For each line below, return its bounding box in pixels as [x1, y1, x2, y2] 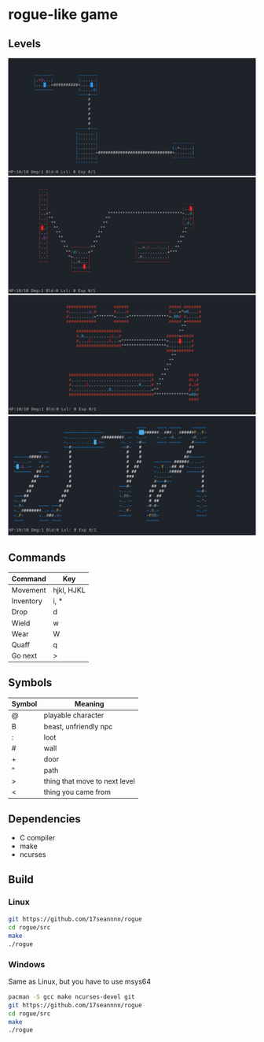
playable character [43, 710, 104, 720]
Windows [8, 959, 46, 970]
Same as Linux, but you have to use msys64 [8, 977, 152, 986]
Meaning [74, 699, 104, 709]
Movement [11, 585, 46, 595]
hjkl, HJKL [53, 585, 86, 595]
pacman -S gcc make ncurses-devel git [8, 992, 135, 1001]
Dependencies [8, 812, 81, 825]
